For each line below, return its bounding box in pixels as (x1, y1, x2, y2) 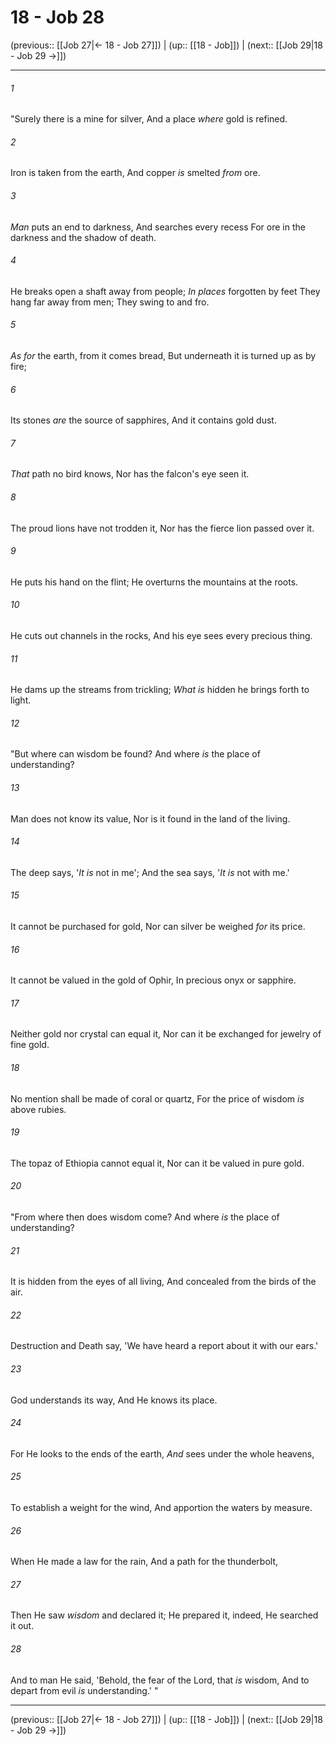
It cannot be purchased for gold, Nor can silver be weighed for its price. (10, 920, 306, 932)
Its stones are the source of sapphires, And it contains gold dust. (10, 414, 277, 426)
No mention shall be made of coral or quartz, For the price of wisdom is (10, 1092, 305, 1105)
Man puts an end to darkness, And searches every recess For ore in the (10, 221, 306, 233)
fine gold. (10, 1039, 50, 1051)
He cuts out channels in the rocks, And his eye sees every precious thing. (10, 629, 313, 641)
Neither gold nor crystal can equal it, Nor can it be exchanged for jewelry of (10, 1028, 322, 1040)
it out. (10, 1620, 35, 1632)
